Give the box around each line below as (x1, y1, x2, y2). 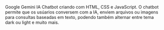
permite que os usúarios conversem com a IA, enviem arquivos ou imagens (5, 9, 159, 15)
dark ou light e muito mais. (5, 19, 59, 25)
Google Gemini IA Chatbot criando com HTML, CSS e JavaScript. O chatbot (5, 4, 159, 10)
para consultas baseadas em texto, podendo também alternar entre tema (5, 15, 154, 20)
